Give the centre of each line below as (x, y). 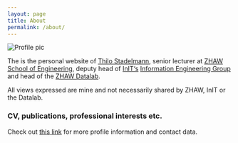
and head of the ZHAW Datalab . (54, 76)
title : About (27, 21)
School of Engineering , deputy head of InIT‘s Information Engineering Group (119, 69)
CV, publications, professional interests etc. (85, 116)
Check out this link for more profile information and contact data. (103, 132)
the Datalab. (25, 97)
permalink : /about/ (36, 27)
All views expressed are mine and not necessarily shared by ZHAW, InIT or (117, 90)
